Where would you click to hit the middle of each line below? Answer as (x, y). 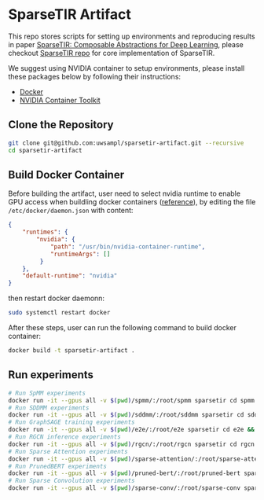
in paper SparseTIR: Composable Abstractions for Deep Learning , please (126, 44)
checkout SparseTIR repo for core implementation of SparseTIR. (112, 53)
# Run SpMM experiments (47, 393)
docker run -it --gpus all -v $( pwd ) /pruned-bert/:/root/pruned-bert (125, 473)
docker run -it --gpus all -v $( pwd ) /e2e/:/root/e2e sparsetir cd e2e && (132, 430)
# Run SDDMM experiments (49, 408)
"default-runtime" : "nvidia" (70, 276)
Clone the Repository (61, 125)
